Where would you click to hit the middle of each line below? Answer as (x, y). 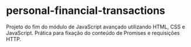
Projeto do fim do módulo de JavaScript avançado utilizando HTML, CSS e (95, 27)
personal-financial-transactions (86, 11)
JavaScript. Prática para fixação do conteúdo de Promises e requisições (93, 32)
